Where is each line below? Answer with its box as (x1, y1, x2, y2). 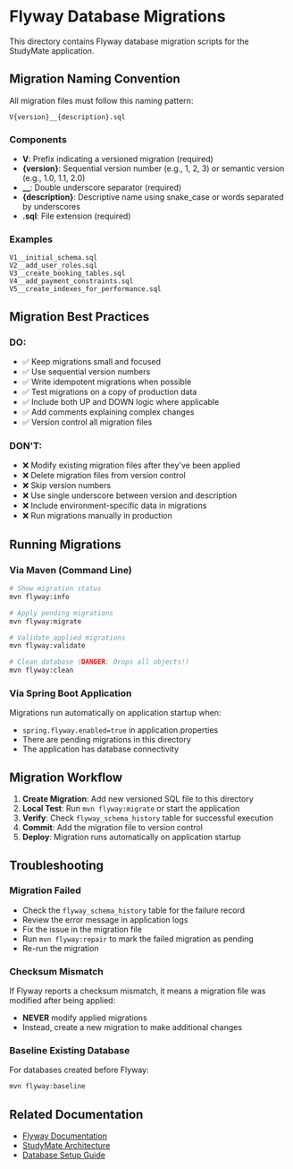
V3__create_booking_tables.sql (9, 269, 126, 279)
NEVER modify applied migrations (21, 1012, 147, 1023)
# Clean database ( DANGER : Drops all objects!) (9, 658, 190, 666)
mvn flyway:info (9, 592, 70, 601)
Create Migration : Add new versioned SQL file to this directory (21, 794, 255, 804)
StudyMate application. (9, 45, 95, 56)
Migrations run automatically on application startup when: (9, 708, 222, 718)
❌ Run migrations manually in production (21, 511, 172, 521)
